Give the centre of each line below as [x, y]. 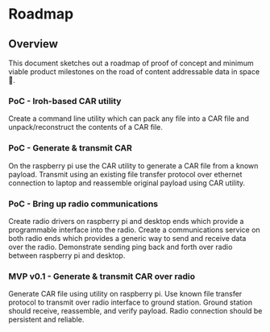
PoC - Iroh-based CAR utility [65, 101]
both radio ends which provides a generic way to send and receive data [127, 238]
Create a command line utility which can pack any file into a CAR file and [129, 118]
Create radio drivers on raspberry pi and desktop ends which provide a [126, 221]
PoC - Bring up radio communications [83, 204]
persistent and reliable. [46, 320]
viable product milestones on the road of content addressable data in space [134, 72]
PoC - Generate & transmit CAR [71, 148]
